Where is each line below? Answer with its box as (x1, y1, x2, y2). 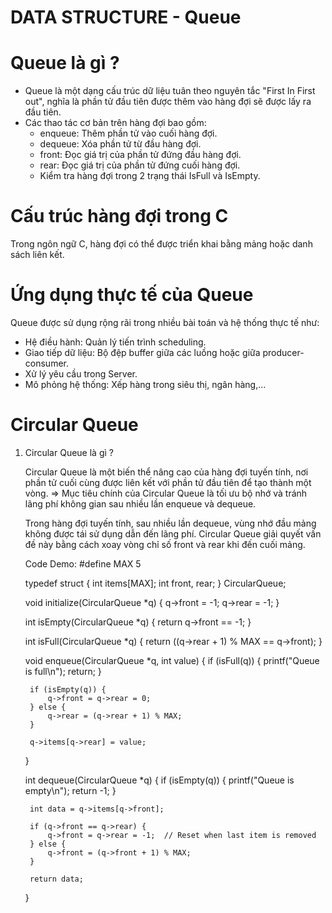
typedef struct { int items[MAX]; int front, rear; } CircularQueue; (24, 577, 287, 589)
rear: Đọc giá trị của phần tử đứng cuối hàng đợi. (39, 159, 241, 171)
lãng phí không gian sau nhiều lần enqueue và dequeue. (24, 497, 257, 510)
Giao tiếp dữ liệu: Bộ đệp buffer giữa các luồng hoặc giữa (24, 347, 261, 358)
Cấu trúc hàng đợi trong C (10, 205, 229, 228)
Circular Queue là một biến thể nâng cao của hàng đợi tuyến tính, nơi (24, 466, 309, 478)
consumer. (24, 357, 69, 369)
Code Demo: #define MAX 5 (24, 557, 142, 570)
